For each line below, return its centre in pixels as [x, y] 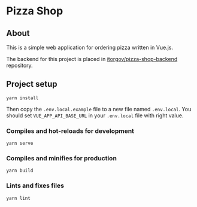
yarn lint [19, 198]
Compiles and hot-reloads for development [70, 131]
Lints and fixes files [35, 185]
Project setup [32, 84]
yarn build [20, 171]
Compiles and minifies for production [61, 159]
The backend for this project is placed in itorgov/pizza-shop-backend [92, 59]
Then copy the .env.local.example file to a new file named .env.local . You [99, 109]
